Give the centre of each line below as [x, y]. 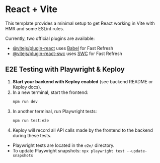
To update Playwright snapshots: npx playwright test [68, 150]
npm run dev [25, 101]
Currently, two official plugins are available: [50, 38]
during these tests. [32, 135]
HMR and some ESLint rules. [35, 28]
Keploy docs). [27, 87]
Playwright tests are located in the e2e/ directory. [63, 145]
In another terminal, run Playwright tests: [55, 111]
